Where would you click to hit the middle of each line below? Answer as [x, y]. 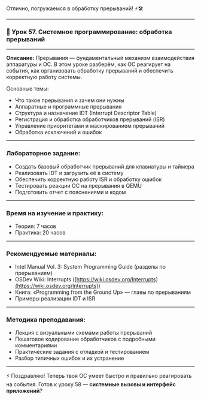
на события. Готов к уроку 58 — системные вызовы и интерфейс [91, 384]
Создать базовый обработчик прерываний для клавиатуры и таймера [104, 166]
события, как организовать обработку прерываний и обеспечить [90, 71]
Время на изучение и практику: [55, 213]
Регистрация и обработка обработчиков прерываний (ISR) [90, 119]
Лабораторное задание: [43, 154]
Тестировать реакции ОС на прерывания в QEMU [78, 185]
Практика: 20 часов [40, 232]
